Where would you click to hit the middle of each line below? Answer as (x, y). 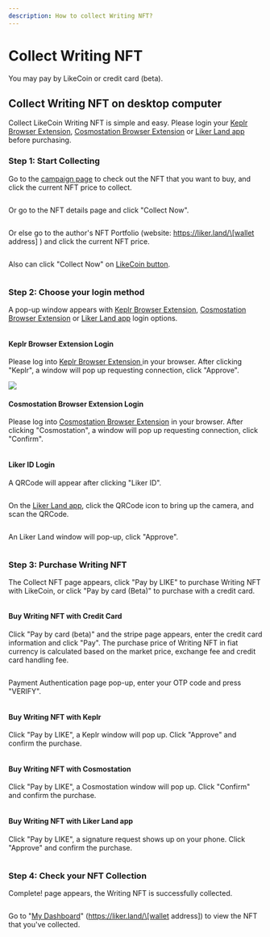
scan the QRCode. (39, 514)
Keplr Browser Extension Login (61, 343)
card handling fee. (39, 660)
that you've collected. (44, 924)
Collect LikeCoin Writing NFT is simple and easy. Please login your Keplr (128, 123)
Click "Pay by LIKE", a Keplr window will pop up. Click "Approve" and (123, 735)
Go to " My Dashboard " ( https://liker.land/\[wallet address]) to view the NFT (133, 916)
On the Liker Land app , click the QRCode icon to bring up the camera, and (131, 505)
